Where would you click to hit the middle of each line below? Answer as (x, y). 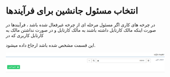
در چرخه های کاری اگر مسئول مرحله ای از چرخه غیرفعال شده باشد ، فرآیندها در (80, 25)
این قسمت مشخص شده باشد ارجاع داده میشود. (51, 45)
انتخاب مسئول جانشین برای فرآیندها (72, 11)
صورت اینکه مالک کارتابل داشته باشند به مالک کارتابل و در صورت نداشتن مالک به (81, 30)
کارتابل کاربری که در (25, 35)
